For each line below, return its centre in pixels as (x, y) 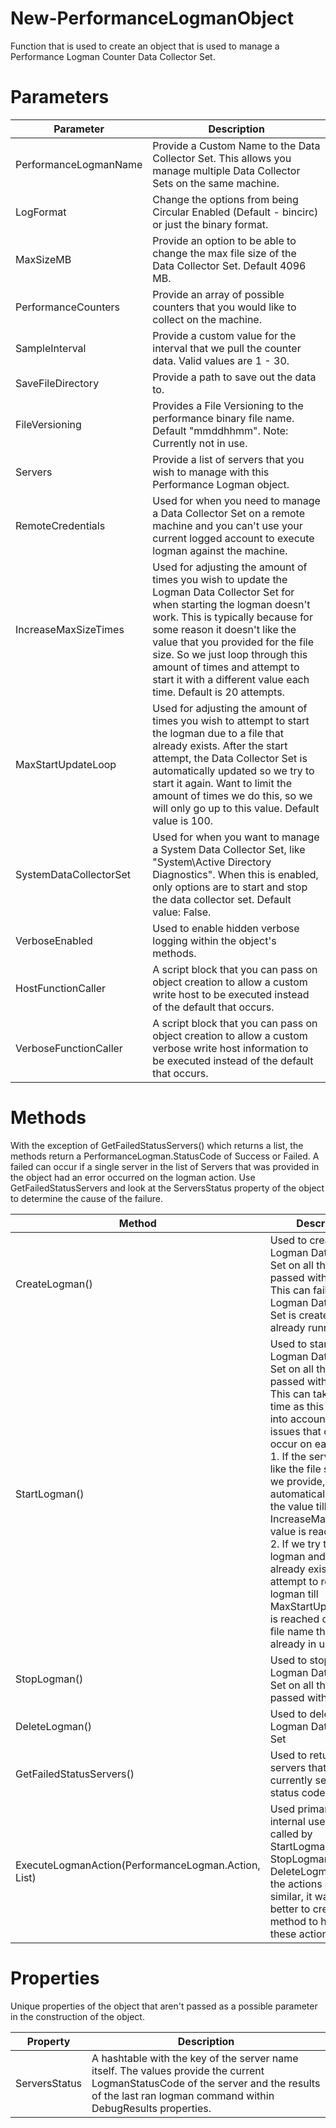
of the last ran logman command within (183, 2095)
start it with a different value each (231, 679)
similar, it (291, 1896)
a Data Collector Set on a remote (229, 513)
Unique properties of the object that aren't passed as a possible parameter (164, 2006)
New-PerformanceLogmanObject (152, 18)
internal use (297, 1821)
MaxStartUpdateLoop (66, 764)
